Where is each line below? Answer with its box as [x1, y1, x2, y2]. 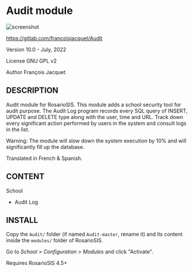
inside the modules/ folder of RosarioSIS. [6, 237, 104, 244]
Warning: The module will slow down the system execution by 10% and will [6, 137, 187, 144]
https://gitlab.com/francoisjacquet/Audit [6, 34, 103, 41]
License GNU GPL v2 [6, 57, 57, 64]
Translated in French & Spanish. [6, 155, 83, 162]
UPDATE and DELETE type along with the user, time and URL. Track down [6, 113, 184, 120]
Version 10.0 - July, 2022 [6, 46, 67, 53]
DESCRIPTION [6, 86, 58, 96]
